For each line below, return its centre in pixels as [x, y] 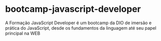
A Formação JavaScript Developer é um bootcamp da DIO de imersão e [78, 23]
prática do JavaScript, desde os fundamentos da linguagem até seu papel [81, 28]
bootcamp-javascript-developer [73, 9]
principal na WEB [23, 33]
